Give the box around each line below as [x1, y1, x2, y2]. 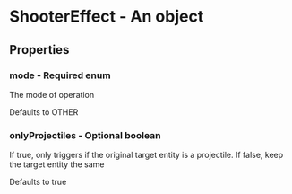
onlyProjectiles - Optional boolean [9, 128, 161, 141]
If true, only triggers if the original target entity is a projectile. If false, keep [9, 150, 284, 161]
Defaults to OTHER [9, 106, 79, 118]
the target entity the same [9, 159, 105, 170]
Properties [9, 42, 70, 57]
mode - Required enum [9, 69, 111, 82]
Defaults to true [9, 177, 67, 188]
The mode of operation [9, 89, 95, 100]
